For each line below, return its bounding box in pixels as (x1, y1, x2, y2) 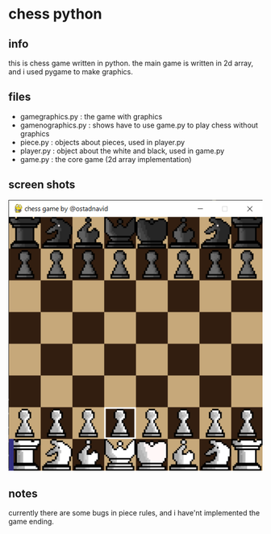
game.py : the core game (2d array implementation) (19, 154, 192, 164)
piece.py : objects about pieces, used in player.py (19, 137, 186, 147)
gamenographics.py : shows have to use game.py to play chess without (19, 120, 258, 130)
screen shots (8, 178, 76, 192)
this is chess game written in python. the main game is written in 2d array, (8, 58, 254, 68)
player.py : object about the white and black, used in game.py (19, 146, 225, 156)
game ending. (8, 517, 55, 527)
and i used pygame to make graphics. (8, 67, 133, 77)
